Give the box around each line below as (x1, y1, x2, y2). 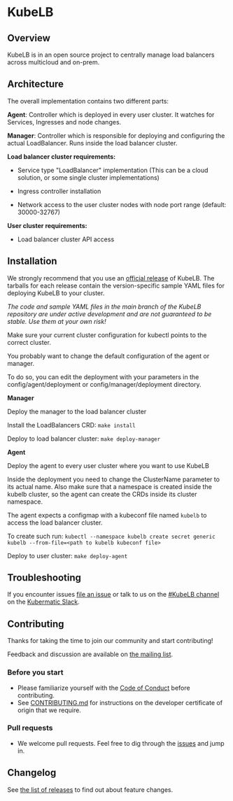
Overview (7, 32, 51, 44)
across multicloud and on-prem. (7, 58, 100, 66)
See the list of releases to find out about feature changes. (7, 785, 174, 794)
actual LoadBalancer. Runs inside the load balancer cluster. (7, 139, 178, 147)
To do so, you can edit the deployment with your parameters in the (7, 372, 199, 381)
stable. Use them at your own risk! (7, 317, 106, 325)
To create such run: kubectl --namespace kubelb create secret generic (7, 532, 216, 540)
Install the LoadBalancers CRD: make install (7, 420, 136, 429)
